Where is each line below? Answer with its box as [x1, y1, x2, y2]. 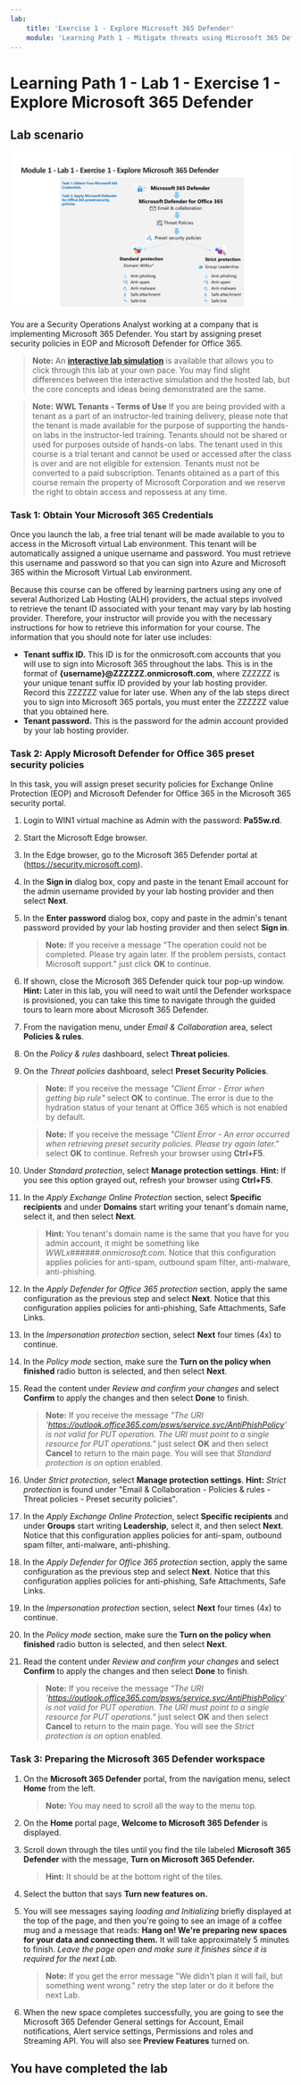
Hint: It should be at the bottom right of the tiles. [45, 1871, 224, 1881]
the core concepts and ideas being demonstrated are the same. [31, 383, 267, 394]
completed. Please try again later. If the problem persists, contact [45, 949, 287, 960]
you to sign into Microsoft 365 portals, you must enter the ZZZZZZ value [22, 697, 289, 708]
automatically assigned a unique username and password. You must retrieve [10, 548, 291, 559]
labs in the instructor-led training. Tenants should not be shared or [44, 429, 288, 440]
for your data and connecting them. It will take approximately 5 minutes [22, 1934, 289, 1945]
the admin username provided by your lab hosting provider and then [22, 886, 275, 897]
